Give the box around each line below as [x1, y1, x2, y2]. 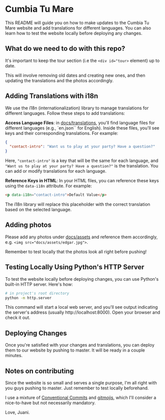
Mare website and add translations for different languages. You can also [5, 25, 151, 31]
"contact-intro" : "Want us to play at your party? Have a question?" [9, 144, 155, 149]
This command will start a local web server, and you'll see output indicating [5, 304, 158, 310]
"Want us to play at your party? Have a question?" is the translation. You [5, 163, 159, 169]
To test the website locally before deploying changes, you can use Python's [5, 276, 159, 282]
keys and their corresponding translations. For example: [5, 130, 118, 136]
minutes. [5, 353, 23, 358]
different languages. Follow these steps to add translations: [5, 110, 126, 116]
